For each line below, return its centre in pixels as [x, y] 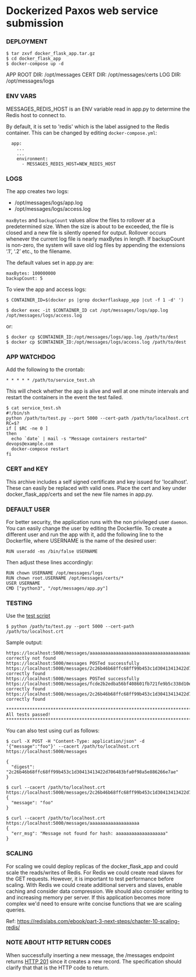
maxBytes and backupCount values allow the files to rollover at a [81, 220]
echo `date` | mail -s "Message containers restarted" [79, 439]
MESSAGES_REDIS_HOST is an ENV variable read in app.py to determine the [98, 109]
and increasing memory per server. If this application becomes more [88, 897]
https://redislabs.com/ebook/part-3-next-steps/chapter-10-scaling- [98, 921]
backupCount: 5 [24, 279]
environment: [32, 159]
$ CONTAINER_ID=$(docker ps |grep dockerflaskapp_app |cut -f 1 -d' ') [95, 300]
